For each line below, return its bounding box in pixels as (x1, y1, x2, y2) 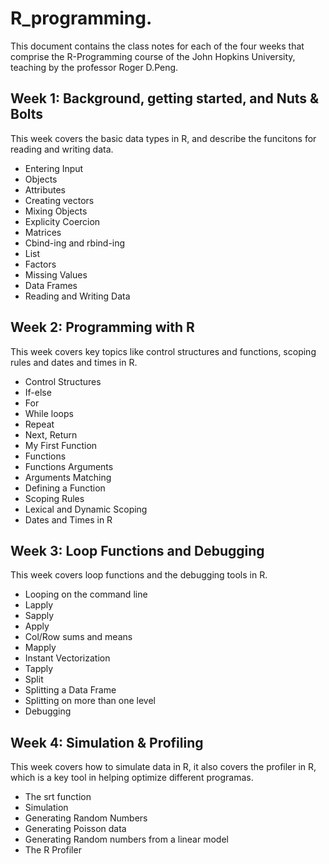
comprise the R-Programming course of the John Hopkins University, (10, 50, 296, 62)
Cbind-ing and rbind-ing (24, 237, 126, 249)
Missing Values (24, 268, 88, 281)
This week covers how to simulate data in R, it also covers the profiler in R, (10, 761, 317, 773)
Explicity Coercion (24, 215, 101, 227)
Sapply (24, 610, 55, 622)
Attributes (24, 183, 66, 196)
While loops (24, 407, 74, 419)
